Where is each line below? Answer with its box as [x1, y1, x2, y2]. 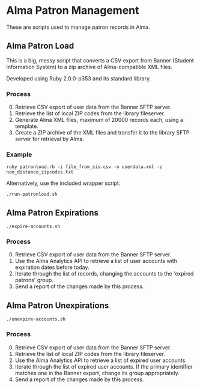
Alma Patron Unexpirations [6, 300, 109, 310]
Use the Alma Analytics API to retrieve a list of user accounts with [14, 258, 177, 265]
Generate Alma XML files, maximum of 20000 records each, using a [14, 116, 184, 124]
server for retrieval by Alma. [14, 136, 84, 143]
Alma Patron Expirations [6, 208, 99, 218]
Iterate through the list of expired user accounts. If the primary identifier [14, 363, 193, 370]
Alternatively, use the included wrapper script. [6, 179, 121, 187]
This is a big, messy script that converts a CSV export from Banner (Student [6, 56, 194, 64]
